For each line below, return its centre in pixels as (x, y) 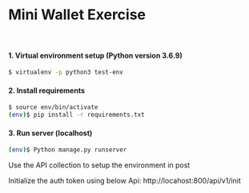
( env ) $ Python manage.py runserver (68, 150)
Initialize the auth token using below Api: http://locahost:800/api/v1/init (125, 181)
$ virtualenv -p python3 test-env (66, 72)
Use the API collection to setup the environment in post (99, 165)
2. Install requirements (47, 90)
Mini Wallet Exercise (77, 15)
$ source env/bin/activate (53, 107)
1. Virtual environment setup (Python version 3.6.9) (95, 55)
